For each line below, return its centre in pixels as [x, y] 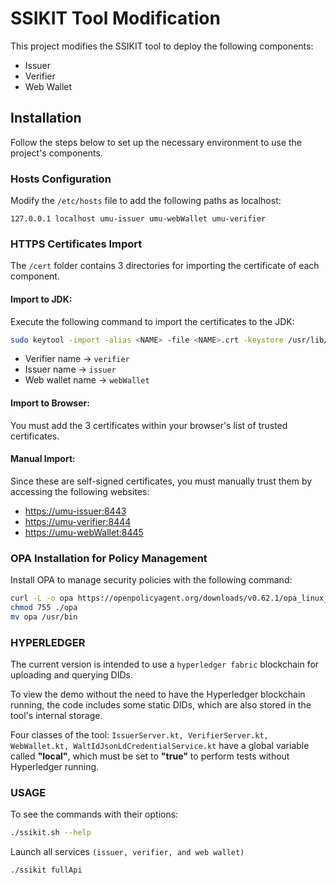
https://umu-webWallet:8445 [84, 532]
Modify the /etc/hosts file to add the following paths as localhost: [146, 201]
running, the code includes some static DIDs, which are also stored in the [161, 705]
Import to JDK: [41, 299]
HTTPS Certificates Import [76, 244]
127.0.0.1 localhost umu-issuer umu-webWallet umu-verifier [138, 219]
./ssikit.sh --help [51, 833]
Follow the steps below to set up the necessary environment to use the [156, 142]
